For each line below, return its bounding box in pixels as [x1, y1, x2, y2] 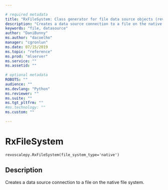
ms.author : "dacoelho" [5, 35, 52, 40]
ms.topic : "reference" [5, 49, 52, 54]
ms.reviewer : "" [5, 91, 39, 96]
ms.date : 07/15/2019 [5, 44, 48, 49]
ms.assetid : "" [5, 63, 37, 68]
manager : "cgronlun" [5, 40, 48, 45]
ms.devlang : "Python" [5, 86, 50, 91]
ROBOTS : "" [5, 77, 28, 82]
